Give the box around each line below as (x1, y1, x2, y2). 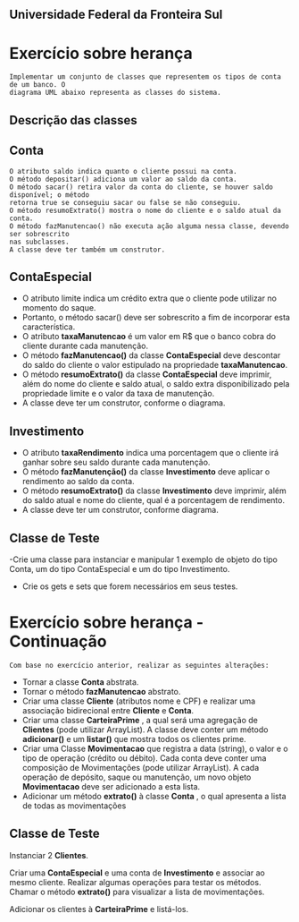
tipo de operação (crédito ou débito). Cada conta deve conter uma (21, 752, 267, 764)
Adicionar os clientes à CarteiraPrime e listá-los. (9, 903, 189, 914)
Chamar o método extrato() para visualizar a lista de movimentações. (9, 886, 265, 897)
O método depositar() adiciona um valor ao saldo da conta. (9, 175, 238, 184)
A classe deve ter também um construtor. (9, 245, 166, 254)
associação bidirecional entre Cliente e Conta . (21, 704, 195, 715)
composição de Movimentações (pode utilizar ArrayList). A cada (21, 762, 260, 773)
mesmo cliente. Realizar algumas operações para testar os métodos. (9, 876, 262, 887)
